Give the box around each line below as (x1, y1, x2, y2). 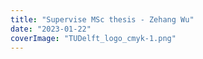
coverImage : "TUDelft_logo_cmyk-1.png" (10, 33, 177, 43)
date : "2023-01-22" (10, 24, 92, 34)
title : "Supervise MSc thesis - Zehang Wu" (10, 14, 195, 25)
